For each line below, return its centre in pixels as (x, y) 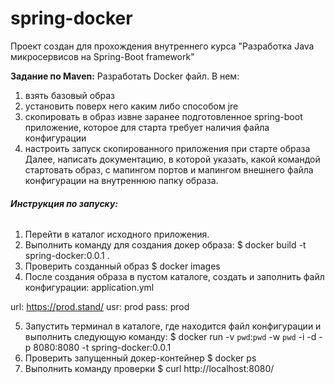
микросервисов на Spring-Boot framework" (102, 56)
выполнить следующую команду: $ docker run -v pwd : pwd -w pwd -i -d (170, 337)
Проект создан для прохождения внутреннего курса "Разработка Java (162, 46)
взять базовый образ (69, 95)
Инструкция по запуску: (64, 203)
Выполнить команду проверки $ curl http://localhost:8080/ (149, 369)
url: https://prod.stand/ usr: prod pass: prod (100, 307)
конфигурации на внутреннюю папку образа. (121, 180)
